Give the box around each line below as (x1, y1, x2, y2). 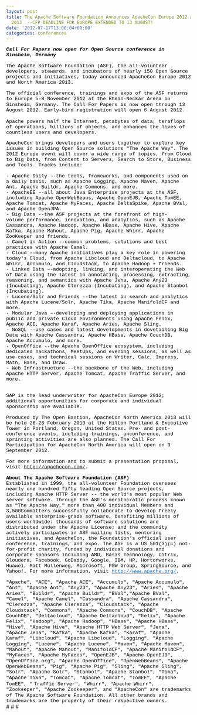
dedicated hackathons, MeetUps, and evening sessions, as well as (6, 349, 191, 355)
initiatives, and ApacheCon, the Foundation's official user (6, 535, 176, 542)
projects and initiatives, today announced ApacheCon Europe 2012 (6, 74, 191, 80)
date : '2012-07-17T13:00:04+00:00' (6, 25, 93, 31)
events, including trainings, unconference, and (38, 431, 174, 437)
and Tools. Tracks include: (6, 162, 83, 169)
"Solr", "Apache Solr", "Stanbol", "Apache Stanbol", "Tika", (6, 669, 179, 675)
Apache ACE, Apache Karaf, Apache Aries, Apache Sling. (6, 321, 162, 328)
